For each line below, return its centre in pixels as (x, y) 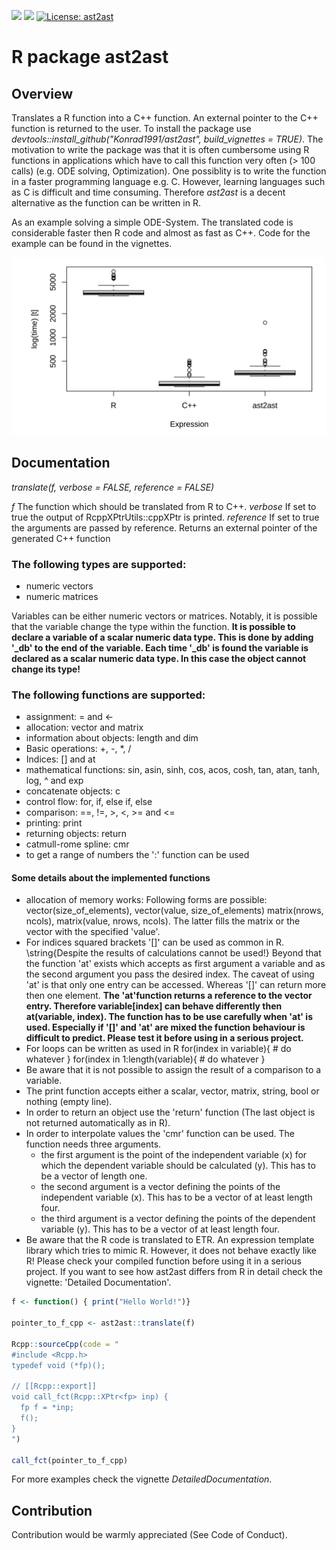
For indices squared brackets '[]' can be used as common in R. (155, 942)
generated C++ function (61, 538)
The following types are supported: (99, 564)
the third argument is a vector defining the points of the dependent (178, 1219)
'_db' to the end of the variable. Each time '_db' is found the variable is (160, 647)
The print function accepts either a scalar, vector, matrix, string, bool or (172, 1091)
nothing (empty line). (69, 1102)
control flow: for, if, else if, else (89, 802)
